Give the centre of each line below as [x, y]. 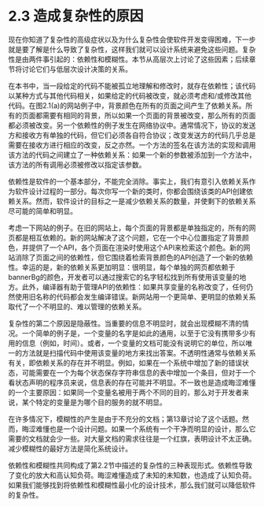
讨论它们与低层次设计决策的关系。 [77, 69]
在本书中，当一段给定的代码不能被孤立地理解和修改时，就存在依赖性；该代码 [132, 86]
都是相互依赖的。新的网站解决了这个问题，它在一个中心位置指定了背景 [128, 237]
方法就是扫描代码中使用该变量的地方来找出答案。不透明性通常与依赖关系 [139, 352]
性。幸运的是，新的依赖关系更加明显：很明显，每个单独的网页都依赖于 [122, 267]
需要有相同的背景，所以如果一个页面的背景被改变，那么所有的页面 [149, 115]
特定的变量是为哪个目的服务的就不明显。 [101, 402]
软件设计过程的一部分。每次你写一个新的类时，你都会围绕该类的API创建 [130, 191]
